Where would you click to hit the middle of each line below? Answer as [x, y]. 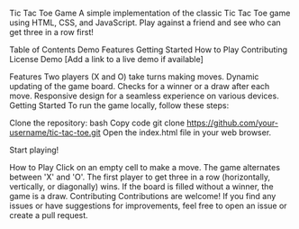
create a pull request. [49, 215]
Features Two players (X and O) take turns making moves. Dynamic [134, 77]
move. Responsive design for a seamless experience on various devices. [144, 96]
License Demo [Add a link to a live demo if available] [107, 59]
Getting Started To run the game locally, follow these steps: [119, 105]
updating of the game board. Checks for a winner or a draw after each [140, 86]
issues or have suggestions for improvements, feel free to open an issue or [148, 206]
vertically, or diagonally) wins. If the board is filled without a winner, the [141, 187]
